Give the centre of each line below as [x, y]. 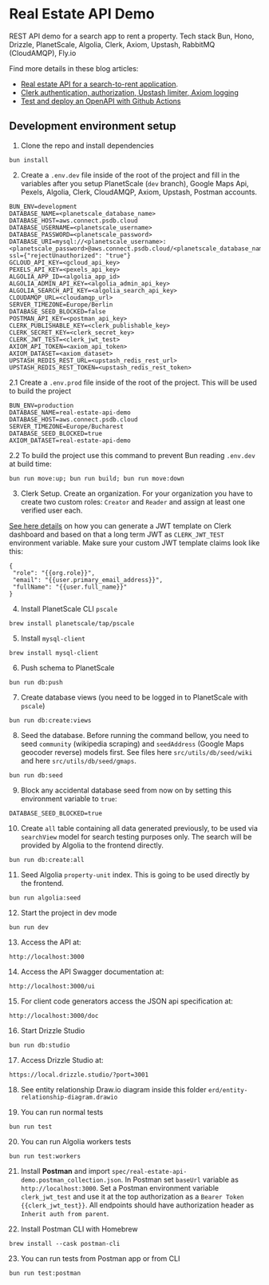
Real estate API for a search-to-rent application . [99, 84]
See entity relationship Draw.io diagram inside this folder [113, 1089]
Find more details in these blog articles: [74, 68]
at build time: [30, 464]
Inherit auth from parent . [65, 1213]
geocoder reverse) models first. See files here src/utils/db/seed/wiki [136, 752]
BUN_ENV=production [42, 405]
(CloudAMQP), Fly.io [43, 53]
